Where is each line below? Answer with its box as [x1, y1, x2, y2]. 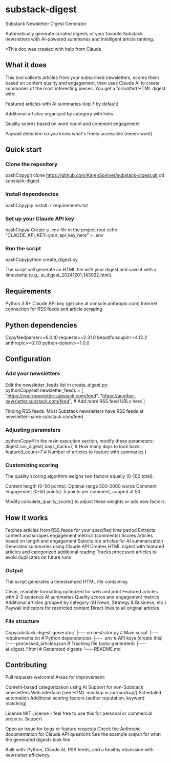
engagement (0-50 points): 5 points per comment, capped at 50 [5, 489, 141, 495]
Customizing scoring [5, 461, 59, 469]
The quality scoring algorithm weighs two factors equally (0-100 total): [5, 473, 154, 479]
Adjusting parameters [5, 426, 61, 433]
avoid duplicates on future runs [5, 554, 71, 560]
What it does [5, 61, 47, 70]
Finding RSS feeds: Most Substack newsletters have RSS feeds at [5, 408, 144, 414]
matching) [5, 700, 27, 707]
